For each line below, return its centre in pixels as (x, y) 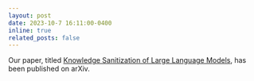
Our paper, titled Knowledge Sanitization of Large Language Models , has (127, 60)
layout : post (30, 15)
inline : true (30, 30)
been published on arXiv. (49, 69)
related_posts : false (44, 38)
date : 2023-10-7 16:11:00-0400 (60, 23)
